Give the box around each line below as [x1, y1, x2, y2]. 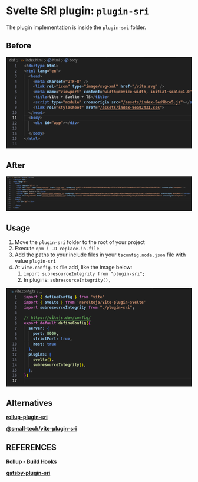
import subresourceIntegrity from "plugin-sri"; [23, 271, 146, 277]
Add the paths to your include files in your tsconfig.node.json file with [14, 251, 186, 258]
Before [6, 41, 31, 51]
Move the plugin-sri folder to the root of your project [14, 239, 146, 246]
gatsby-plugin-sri [6, 470, 51, 477]
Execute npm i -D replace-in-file [14, 245, 100, 252]
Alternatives [6, 398, 53, 408]
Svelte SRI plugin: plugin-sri [6, 4, 150, 18]
